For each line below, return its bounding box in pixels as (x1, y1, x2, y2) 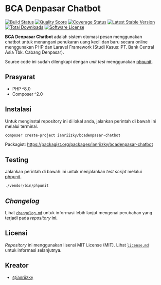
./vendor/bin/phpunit (5, 183, 49, 188)
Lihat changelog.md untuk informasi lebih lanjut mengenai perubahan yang (5, 209, 153, 215)
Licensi (5, 229, 28, 237)
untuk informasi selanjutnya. (5, 247, 62, 253)
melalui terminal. (5, 123, 38, 129)
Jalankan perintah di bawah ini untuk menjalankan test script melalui (5, 169, 142, 175)
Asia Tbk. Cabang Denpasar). (5, 49, 64, 55)
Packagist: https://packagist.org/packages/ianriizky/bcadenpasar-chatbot (5, 142, 153, 147)
